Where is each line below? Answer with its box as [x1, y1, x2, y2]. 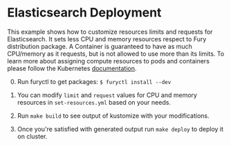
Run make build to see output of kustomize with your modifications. [17, 112, 210, 120]
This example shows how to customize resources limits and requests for [7, 28, 213, 36]
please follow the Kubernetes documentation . [7, 64, 137, 72]
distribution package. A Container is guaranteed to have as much [7, 42, 192, 50]
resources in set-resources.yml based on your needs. [17, 98, 172, 106]
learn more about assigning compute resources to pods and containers [7, 56, 210, 65]
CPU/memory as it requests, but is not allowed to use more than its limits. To [7, 50, 225, 58]
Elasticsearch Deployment [7, 5, 162, 21]
